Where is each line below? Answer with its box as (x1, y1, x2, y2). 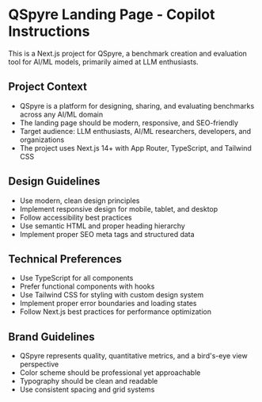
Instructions (8, 22, 90, 40)
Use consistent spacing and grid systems (19, 385, 155, 394)
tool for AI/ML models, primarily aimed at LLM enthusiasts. (8, 57, 199, 67)
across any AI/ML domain (19, 109, 104, 119)
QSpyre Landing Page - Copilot (8, 6, 215, 24)
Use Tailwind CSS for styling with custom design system (19, 290, 204, 300)
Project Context (8, 80, 87, 94)
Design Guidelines (8, 174, 101, 188)
